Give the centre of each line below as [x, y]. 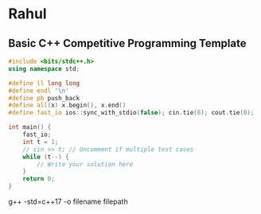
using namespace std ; [44, 68]
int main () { [30, 127]
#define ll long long [44, 83]
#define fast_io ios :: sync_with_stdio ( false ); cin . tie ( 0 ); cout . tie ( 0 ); [131, 113]
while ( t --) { [46, 157]
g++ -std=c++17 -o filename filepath [68, 201]
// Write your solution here [85, 164]
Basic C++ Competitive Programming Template [127, 43]
